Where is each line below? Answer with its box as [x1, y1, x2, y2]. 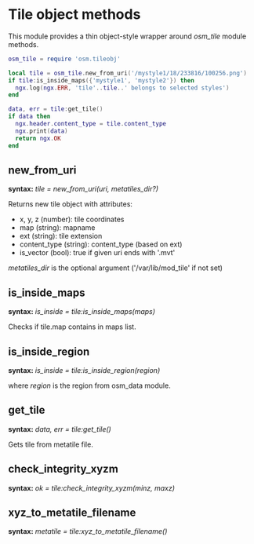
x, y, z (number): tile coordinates [19, 214, 125, 225]
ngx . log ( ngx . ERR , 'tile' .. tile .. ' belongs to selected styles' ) [15, 84, 230, 92]
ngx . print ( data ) [15, 127, 68, 135]
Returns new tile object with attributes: [8, 199, 133, 209]
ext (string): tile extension [19, 232, 103, 241]
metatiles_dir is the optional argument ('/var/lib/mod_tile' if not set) [8, 263, 223, 272]
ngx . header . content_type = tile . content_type [15, 120, 167, 128]
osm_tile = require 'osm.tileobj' [8, 55, 122, 63]
